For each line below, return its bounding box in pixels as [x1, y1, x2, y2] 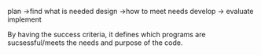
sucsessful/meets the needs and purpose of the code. [7, 38, 183, 47]
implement [7, 15, 42, 24]
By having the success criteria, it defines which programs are [7, 30, 206, 39]
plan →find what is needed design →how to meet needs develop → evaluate [7, 7, 254, 15]
